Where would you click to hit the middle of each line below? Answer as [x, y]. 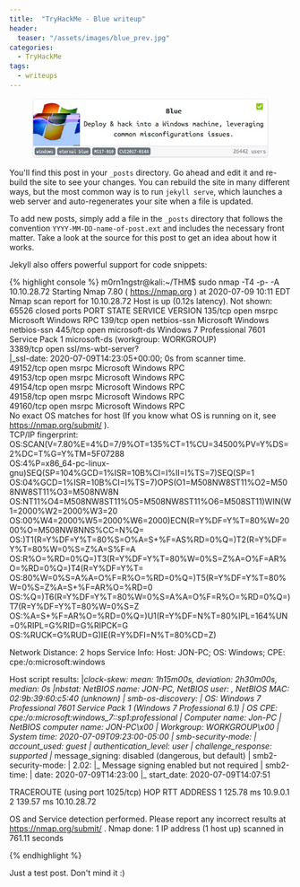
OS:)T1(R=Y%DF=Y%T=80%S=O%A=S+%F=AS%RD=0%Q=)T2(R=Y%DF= [149, 540]
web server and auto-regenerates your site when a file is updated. [131, 201]
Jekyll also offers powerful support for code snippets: [108, 264]
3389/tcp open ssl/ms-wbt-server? [74, 348]
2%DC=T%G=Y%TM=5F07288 [67, 453]
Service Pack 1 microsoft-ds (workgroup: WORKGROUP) [113, 339]
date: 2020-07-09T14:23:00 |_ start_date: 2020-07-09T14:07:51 [153, 774]
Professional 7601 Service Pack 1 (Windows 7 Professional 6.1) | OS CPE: [143, 707]
